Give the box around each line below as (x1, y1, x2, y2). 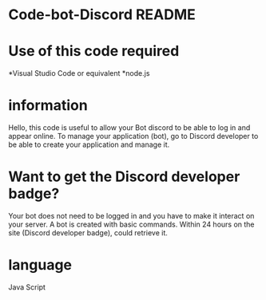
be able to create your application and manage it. (8, 140, 170, 149)
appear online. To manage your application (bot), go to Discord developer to (8, 132, 259, 141)
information (8, 97, 88, 115)
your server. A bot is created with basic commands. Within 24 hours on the (8, 219, 255, 229)
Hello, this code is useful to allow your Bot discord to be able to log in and (8, 123, 251, 132)
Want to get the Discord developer (8, 168, 240, 186)
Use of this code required (8, 42, 180, 61)
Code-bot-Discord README (8, 6, 196, 24)
